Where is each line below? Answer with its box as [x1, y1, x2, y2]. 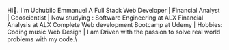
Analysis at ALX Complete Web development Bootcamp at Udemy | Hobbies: [7, 21, 223, 28]
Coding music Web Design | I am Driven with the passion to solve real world [7, 28, 221, 36]
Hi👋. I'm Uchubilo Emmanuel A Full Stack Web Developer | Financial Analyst [7, 7, 220, 14]
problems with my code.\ [7, 35, 77, 43]
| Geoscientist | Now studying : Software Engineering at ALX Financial [7, 14, 204, 22]
